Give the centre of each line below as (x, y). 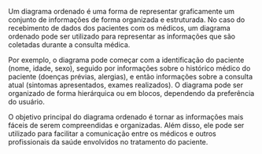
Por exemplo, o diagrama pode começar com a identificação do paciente (126, 60)
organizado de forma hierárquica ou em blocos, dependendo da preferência (131, 93)
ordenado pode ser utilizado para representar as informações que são (122, 36)
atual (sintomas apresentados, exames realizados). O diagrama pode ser (126, 85)
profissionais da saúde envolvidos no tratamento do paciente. (108, 142)
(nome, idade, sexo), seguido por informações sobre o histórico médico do (129, 68)
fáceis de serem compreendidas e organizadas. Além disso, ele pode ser (126, 125)
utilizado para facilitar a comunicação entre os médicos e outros (112, 134)
